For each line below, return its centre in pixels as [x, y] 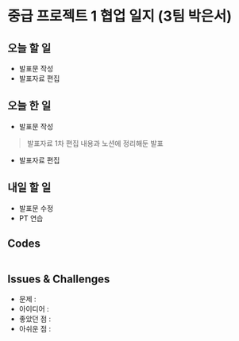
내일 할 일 [29, 188]
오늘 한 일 [29, 106]
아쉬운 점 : [35, 329]
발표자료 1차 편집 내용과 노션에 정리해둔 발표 [95, 143]
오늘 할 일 [29, 48]
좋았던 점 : [35, 319]
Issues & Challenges [59, 279]
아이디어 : [34, 309]
